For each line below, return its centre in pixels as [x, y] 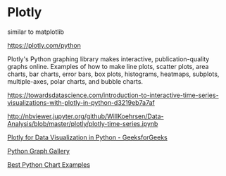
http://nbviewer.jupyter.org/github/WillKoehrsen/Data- [86, 116]
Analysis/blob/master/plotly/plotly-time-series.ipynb [83, 123]
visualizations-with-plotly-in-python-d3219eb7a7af [81, 102]
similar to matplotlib [36, 32]
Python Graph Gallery [39, 151]
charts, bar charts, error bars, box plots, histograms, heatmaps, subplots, [113, 74]
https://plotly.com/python [44, 45]
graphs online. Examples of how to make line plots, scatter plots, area [108, 66]
